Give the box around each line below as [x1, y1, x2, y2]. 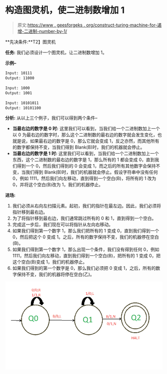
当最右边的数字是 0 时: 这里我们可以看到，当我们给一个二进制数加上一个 [12, 125, 161, 131]
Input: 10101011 [5, 100, 39, 105]
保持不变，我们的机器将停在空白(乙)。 [16, 271, 95, 277]
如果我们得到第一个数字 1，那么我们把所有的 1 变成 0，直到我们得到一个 [12, 227, 160, 233]
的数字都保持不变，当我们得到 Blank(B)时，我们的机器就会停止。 [12, 144, 145, 150]
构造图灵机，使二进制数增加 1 [5, 4, 125, 16]
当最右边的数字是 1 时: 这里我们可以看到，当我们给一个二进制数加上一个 [12, 150, 160, 156]
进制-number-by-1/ [28, 28, 67, 34]
